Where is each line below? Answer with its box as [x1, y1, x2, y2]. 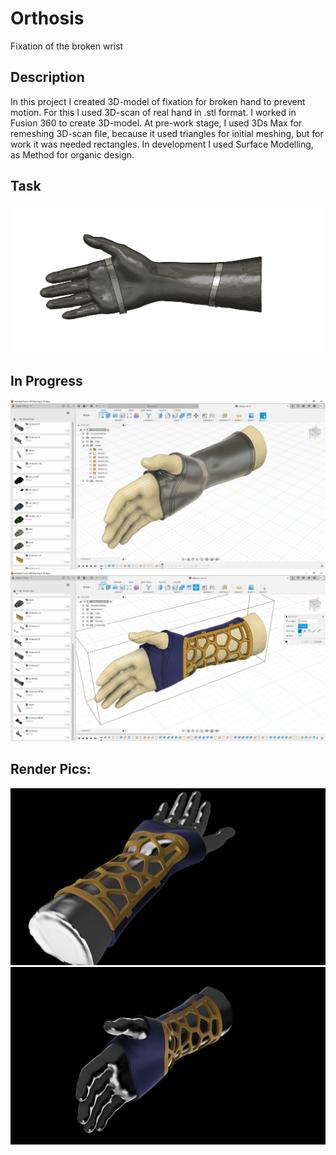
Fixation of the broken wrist [10, 40, 124, 52]
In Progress [10, 372, 83, 389]
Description [10, 69, 85, 86]
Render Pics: [10, 761, 92, 778]
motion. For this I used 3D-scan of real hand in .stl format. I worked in [10, 106, 297, 118]
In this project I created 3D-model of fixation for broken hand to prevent [10, 95, 306, 107]
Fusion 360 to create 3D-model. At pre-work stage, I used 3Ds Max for [10, 117, 303, 129]
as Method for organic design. [10, 148, 135, 161]
